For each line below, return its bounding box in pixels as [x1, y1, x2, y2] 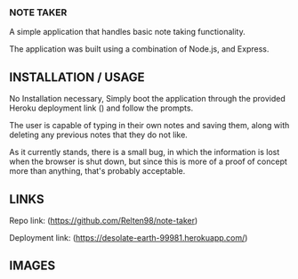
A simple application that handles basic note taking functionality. [9, 27, 246, 37]
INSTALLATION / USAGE [9, 70, 145, 85]
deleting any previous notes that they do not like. [9, 129, 189, 140]
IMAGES [9, 258, 56, 274]
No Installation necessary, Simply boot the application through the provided [9, 94, 286, 104]
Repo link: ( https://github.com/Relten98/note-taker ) [9, 215, 198, 226]
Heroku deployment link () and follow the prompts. [9, 103, 194, 113]
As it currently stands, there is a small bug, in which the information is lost [9, 147, 280, 158]
